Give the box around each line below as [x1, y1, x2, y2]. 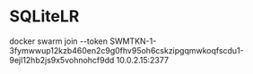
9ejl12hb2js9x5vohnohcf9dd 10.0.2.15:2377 [9, 54, 169, 65]
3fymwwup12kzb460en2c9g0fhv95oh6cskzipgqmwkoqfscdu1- [9, 45, 244, 55]
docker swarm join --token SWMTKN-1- [9, 36, 157, 46]
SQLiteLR [9, 6, 80, 27]
